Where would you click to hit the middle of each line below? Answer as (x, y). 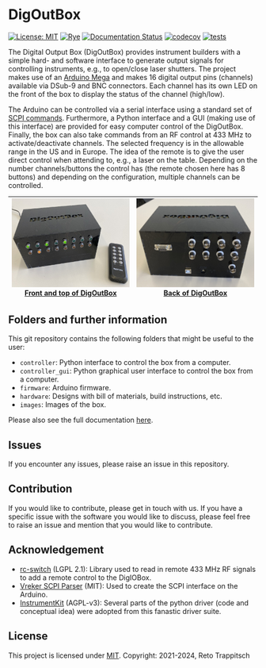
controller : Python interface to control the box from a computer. (125, 363)
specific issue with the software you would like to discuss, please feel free (129, 516)
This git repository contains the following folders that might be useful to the (131, 339)
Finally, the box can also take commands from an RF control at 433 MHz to (130, 134)
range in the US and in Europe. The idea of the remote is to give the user (126, 152)
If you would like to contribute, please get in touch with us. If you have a (125, 508)
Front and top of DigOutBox (70, 293)
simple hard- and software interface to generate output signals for (116, 60)
